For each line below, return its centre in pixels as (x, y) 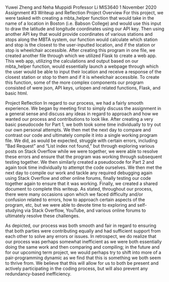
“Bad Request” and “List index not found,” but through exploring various (80, 146)
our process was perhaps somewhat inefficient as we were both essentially (83, 242)
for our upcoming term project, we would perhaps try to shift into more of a (83, 252)
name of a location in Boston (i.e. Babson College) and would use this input (83, 23)
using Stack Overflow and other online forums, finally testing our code (78, 178)
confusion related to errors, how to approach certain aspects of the (75, 200)
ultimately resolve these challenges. (43, 216)
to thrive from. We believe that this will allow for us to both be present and (82, 263)
